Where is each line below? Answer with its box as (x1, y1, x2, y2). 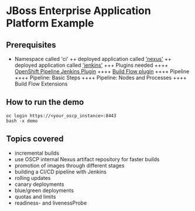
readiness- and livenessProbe (14, 199, 87, 206)
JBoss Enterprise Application (6, 4, 151, 18)
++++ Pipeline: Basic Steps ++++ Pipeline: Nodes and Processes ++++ (14, 74, 187, 81)
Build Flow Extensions (14, 80, 68, 87)
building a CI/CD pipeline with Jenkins (14, 168, 107, 175)
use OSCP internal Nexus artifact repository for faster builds (14, 155, 160, 162)
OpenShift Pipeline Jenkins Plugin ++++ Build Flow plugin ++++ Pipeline (14, 68, 190, 74)
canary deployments (14, 181, 64, 188)
